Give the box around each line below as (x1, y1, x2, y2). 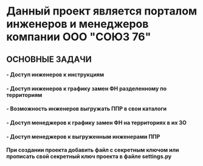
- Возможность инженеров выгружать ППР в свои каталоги (6, 105, 167, 113)
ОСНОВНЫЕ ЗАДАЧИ (6, 54, 92, 64)
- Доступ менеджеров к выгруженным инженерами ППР (6, 133, 160, 140)
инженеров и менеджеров (6, 17, 149, 31)
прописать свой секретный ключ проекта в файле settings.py (6, 153, 172, 160)
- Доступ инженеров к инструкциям (6, 71, 105, 78)
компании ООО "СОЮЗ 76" (6, 30, 151, 44)
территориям (6, 91, 43, 98)
